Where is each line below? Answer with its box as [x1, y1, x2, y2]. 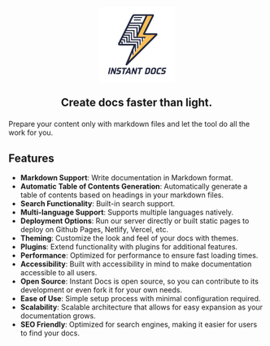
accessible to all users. [20, 268, 98, 278]
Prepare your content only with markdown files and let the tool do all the [8, 119, 250, 129]
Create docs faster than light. [60, 96, 213, 110]
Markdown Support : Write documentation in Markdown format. [20, 173, 233, 183]
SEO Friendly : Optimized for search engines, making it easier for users [20, 320, 258, 330]
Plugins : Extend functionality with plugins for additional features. [20, 242, 238, 252]
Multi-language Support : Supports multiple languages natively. [20, 207, 234, 218]
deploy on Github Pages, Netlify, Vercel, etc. [20, 225, 169, 235]
